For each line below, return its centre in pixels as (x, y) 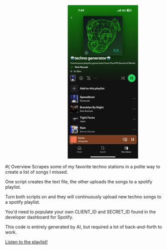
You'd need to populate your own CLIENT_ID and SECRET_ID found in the (80, 212)
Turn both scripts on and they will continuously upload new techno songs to (83, 197)
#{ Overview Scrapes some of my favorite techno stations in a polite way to (83, 167)
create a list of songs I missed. (37, 172)
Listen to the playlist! (26, 242)
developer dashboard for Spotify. (39, 217)
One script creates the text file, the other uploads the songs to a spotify (79, 182)
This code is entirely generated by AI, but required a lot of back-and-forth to (84, 227)
